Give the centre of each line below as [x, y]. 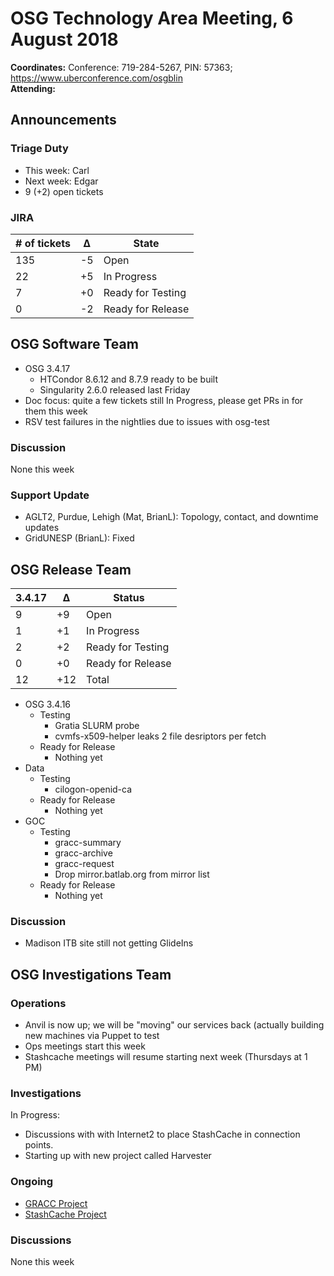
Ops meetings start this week [85, 1046]
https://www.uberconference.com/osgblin [96, 78]
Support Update [50, 495]
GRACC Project [56, 1203]
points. [39, 1145]
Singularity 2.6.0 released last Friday [115, 389]
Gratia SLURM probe [97, 726]
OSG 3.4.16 [48, 704]
